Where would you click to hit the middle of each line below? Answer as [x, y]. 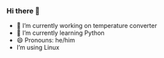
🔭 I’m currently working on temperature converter [87, 26]
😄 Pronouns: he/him [45, 40]
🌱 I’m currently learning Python [60, 33]
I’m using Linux [38, 48]
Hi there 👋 [23, 11]
